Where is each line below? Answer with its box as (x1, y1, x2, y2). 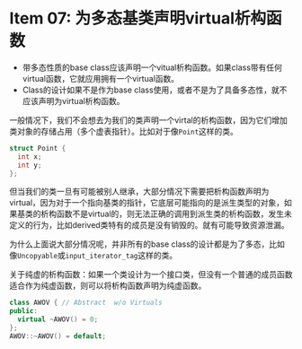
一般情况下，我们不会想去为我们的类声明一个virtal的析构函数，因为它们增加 (9, 114, 288, 126)
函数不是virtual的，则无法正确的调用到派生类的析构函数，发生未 (56, 208, 292, 220)
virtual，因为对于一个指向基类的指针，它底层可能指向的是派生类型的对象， (9, 197, 285, 208)
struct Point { (9, 144, 67, 153)
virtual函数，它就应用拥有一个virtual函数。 (22, 73, 180, 83)
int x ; (17, 152, 42, 161)
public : (9, 307, 39, 316)
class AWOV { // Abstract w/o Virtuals (9, 298, 164, 308)
